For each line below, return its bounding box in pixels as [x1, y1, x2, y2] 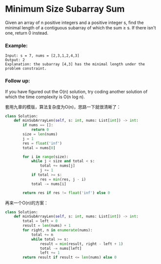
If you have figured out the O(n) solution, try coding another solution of [5, 88, 148, 94]
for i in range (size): [22, 154, 69, 159]
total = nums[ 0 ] [22, 145, 56, 150]
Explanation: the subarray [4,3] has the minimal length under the [5, 62, 145, 67]
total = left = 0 [22, 219, 58, 223]
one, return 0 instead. [5, 30, 49, 36]
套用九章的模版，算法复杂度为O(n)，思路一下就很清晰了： [5, 104, 121, 110]
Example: [5, 42, 28, 49]
